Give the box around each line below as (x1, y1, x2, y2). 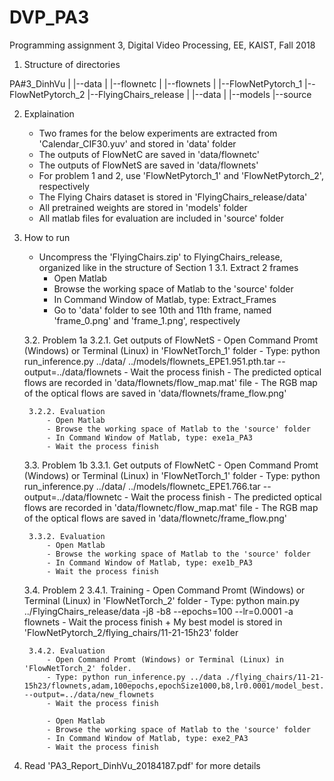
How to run (23, 231, 71, 243)
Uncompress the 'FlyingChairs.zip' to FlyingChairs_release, (38, 251, 283, 263)
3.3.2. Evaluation (28, 531, 106, 541)
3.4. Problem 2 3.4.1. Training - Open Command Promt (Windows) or (23, 584, 306, 596)
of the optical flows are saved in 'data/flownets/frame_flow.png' (23, 387, 287, 399)
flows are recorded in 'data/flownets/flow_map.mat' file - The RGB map (23, 376, 318, 388)
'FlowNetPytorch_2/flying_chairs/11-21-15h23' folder (23, 626, 239, 638)
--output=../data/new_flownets (23, 689, 155, 700)
